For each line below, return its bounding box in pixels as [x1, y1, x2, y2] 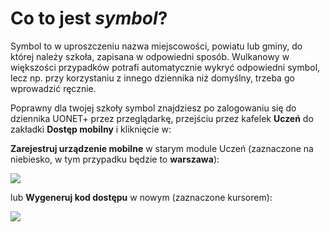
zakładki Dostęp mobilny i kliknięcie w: [10, 123, 172, 135]
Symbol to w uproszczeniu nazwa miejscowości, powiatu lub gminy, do [10, 40, 303, 52]
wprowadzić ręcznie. [10, 82, 97, 94]
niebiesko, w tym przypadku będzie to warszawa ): [10, 153, 220, 165]
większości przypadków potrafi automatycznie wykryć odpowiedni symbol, [10, 61, 321, 73]
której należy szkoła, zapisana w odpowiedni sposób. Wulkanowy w [10, 50, 290, 62]
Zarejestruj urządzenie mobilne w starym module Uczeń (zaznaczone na [10, 142, 314, 154]
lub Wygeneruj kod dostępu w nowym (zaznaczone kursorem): [10, 191, 273, 203]
